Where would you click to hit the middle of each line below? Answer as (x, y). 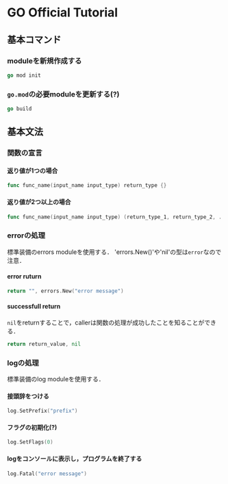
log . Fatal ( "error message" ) (47, 474)
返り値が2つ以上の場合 (39, 202)
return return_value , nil (44, 344)
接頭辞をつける (28, 396)
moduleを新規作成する (45, 61)
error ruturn (24, 277)
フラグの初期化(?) (32, 427)
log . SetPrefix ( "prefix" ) (42, 411)
